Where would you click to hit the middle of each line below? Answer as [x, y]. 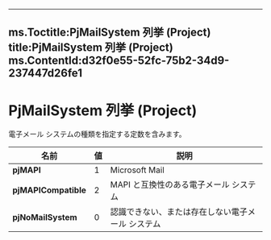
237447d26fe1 [46, 73]
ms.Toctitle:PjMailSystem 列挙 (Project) [110, 33]
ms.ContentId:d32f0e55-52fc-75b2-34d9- [119, 61]
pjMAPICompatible [50, 190]
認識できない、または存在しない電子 [179, 212]
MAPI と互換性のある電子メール [170, 184]
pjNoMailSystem [45, 217]
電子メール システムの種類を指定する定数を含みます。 [98, 134]
